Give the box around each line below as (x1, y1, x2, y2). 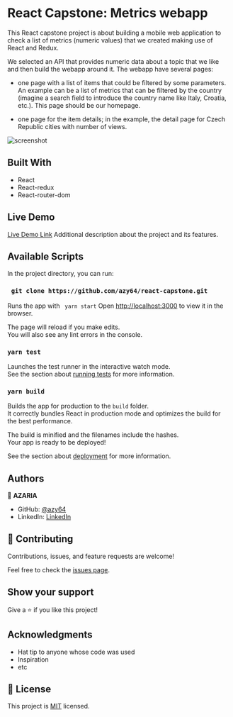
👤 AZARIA (7, 491, 38, 500)
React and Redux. (7, 43, 59, 52)
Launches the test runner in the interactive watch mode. (7, 362, 171, 370)
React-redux (17, 183, 55, 191)
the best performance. (7, 417, 73, 426)
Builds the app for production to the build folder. (7, 402, 149, 411)
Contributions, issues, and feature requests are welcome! (7, 552, 175, 560)
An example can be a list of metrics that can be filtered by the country (17, 86, 222, 94)
